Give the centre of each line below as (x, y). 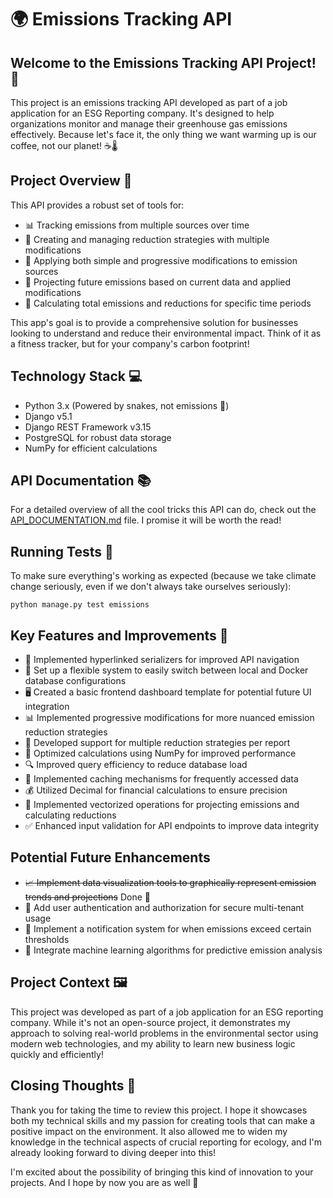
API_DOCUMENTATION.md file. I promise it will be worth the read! (146, 520)
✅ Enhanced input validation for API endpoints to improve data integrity (172, 826)
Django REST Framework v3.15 (88, 427)
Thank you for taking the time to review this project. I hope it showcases (159, 1110)
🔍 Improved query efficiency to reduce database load (136, 765)
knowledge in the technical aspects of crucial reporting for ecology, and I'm (166, 1142)
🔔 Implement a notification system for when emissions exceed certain (168, 928)
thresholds (47, 939)
